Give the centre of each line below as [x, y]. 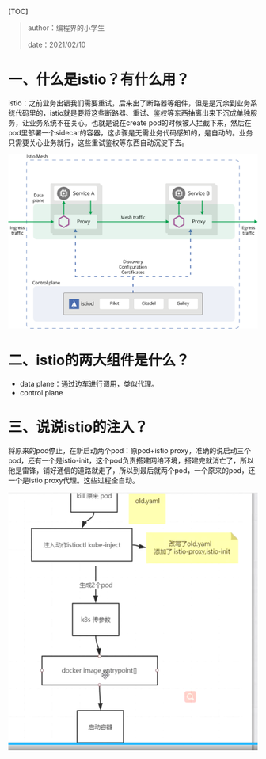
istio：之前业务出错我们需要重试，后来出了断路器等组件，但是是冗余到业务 [129, 103]
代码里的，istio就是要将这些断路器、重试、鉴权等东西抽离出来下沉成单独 [133, 113]
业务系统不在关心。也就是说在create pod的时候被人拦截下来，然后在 [140, 123]
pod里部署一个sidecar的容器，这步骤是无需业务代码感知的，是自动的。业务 [131, 132]
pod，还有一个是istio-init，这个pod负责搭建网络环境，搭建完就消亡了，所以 [131, 461]
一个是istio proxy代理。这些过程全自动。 [74, 481]
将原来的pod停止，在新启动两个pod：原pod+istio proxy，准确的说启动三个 [130, 451]
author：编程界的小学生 [66, 28]
